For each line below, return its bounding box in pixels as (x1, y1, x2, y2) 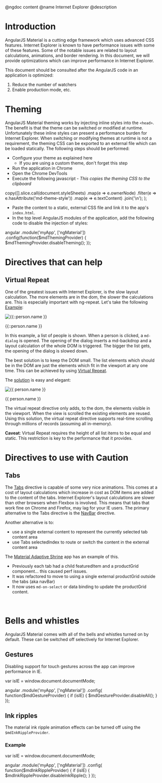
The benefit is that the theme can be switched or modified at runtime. (5, 125, 144, 130)
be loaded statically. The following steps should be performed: (5, 145, 130, 151)
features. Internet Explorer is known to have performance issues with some (5, 42, 155, 48)
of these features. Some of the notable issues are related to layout (5, 47, 137, 53)
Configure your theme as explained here (12, 155, 93, 160)
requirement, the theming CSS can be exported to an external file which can (5, 140, 157, 146)
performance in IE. (5, 669, 42, 674)
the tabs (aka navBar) (12, 578, 55, 584)
